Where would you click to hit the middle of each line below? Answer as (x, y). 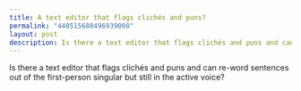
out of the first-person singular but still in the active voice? (117, 78)
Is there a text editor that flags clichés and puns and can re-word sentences (149, 68)
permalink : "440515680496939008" (72, 26)
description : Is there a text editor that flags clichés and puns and (144, 42)
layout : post (34, 34)
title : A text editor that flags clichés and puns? (107, 17)
